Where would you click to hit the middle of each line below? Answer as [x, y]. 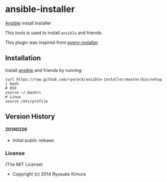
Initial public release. [33, 140]
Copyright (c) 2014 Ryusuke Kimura [49, 174]
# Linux [13, 97]
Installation [23, 58]
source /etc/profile [27, 101]
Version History [30, 117]
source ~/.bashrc [23, 92]
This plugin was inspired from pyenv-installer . [52, 42]
